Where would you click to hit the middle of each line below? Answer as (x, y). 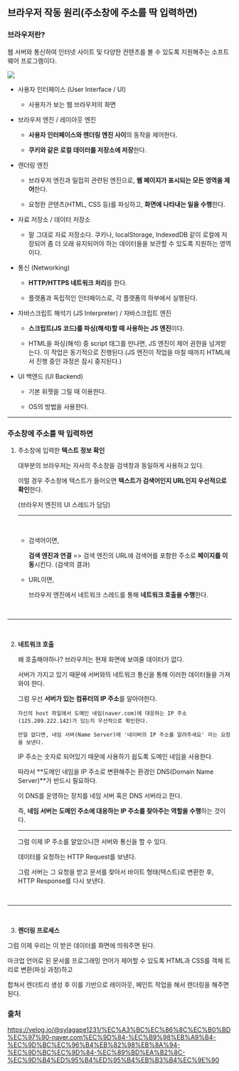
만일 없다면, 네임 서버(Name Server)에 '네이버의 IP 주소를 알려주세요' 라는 (118, 734)
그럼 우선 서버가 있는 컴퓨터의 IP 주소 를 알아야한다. (87, 698)
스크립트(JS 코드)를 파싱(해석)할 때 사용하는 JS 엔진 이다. (106, 328)
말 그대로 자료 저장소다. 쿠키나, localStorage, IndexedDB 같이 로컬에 (124, 235)
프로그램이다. (39, 61)
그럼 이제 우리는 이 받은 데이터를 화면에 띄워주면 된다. (81, 945)
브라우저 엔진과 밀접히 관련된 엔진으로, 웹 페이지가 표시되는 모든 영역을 (125, 180)
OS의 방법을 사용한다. (58, 406)
